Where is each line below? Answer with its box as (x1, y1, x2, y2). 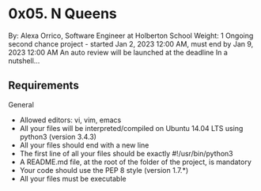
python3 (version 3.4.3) (19, 132, 97, 141)
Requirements (8, 79, 79, 92)
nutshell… (8, 56, 40, 66)
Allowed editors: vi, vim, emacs (19, 115, 122, 125)
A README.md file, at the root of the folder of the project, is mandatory (19, 157, 252, 167)
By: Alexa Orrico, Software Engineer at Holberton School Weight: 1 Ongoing (8, 31, 254, 40)
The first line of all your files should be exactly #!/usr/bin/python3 (19, 148, 233, 158)
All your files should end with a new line (19, 140, 149, 150)
